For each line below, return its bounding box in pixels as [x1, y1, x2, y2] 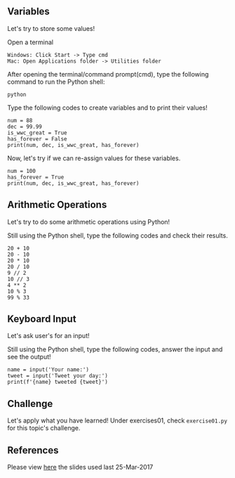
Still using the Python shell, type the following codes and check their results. [7, 231, 228, 240]
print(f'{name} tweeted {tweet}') [7, 379, 109, 386]
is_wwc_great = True [7, 129, 68, 136]
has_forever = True [7, 174, 65, 181]
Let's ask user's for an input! [7, 332, 90, 340]
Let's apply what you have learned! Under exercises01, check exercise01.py [7, 416, 228, 425]
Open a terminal [7, 38, 54, 46]
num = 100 [7, 167, 36, 174]
